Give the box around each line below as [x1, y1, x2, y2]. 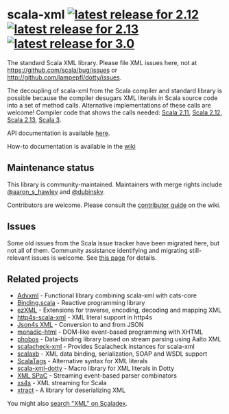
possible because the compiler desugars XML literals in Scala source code [7, 93, 218, 102]
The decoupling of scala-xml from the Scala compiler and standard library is [7, 86, 223, 95]
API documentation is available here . [7, 129, 110, 137]
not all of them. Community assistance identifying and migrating [7, 246, 189, 254]
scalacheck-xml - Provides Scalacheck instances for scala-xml [16, 343, 195, 351]
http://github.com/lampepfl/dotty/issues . [7, 73, 122, 82]
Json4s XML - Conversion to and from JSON [16, 321, 144, 329]
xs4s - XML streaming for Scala [16, 379, 107, 387]
